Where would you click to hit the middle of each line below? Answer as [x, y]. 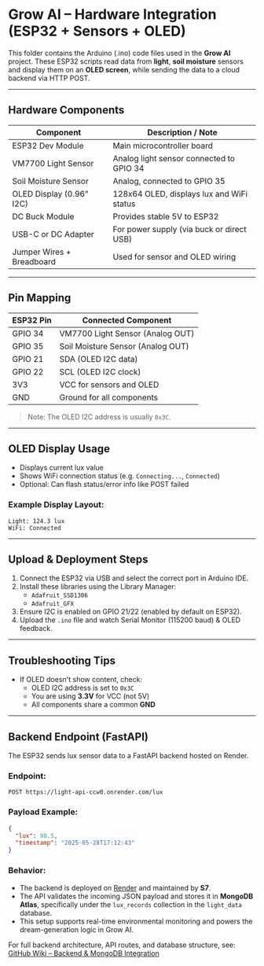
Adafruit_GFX [53, 604]
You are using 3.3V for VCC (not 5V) [90, 696]
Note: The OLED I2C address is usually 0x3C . [99, 417]
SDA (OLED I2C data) [99, 359]
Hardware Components [66, 111]
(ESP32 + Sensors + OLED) [97, 31]
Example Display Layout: [56, 505]
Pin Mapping [40, 298]
